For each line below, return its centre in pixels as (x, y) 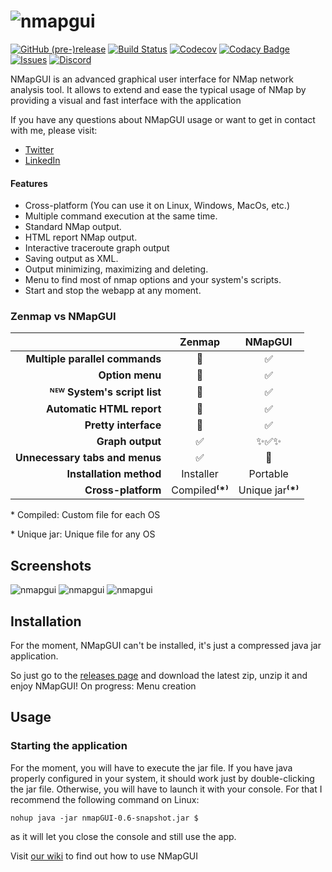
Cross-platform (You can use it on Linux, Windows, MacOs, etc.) (157, 206)
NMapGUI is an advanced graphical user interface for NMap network (152, 79)
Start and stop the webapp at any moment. (113, 291)
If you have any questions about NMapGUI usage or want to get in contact (163, 119)
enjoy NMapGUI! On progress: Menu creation (103, 686)
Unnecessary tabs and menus (88, 458)
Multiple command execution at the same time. (121, 216)
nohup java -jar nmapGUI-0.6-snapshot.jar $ (104, 818)
